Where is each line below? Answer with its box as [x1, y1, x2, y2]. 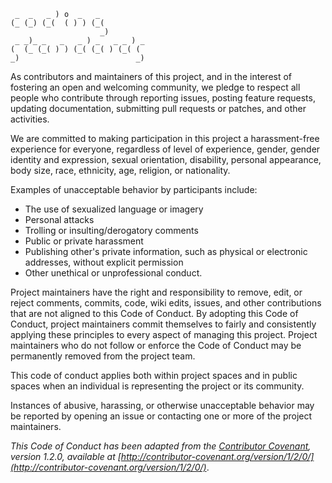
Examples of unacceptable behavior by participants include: [10, 184, 258, 195]
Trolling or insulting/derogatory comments [24, 225, 199, 236]
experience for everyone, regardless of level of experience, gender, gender [10, 143, 321, 155]
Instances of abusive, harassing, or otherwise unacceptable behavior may [10, 400, 315, 411]
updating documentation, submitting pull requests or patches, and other [10, 103, 307, 114]
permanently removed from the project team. [10, 350, 196, 362]
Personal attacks [24, 214, 95, 225]
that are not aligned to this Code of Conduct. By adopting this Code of [10, 308, 299, 319]
